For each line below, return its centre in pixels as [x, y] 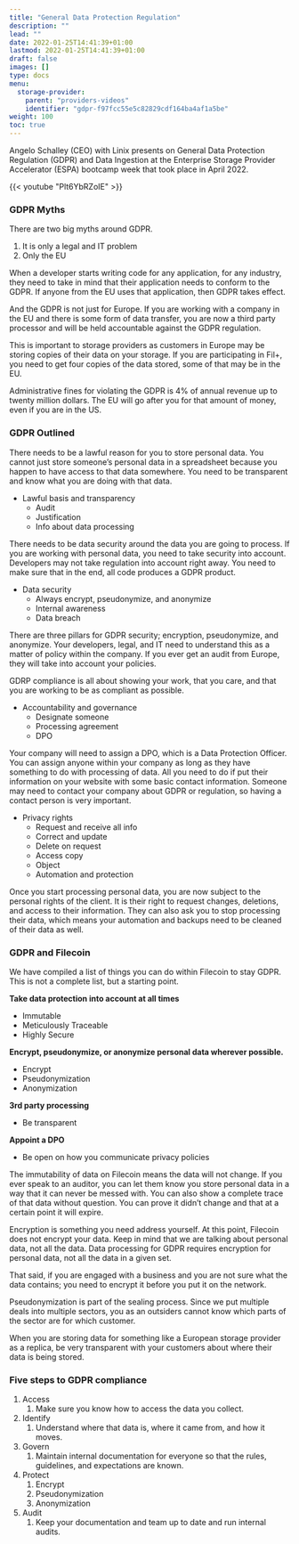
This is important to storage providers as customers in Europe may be [137, 345]
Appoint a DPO [37, 1140]
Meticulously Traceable [65, 1025]
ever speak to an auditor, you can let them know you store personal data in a [149, 1183]
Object [48, 865]
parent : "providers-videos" [77, 100]
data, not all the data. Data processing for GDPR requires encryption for [140, 1248]
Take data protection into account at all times [94, 998]
